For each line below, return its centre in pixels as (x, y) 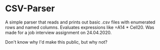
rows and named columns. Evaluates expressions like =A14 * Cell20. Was (80, 27)
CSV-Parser (30, 9)
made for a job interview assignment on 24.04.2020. (59, 32)
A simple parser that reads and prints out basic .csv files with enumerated (80, 22)
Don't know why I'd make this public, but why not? (56, 42)
